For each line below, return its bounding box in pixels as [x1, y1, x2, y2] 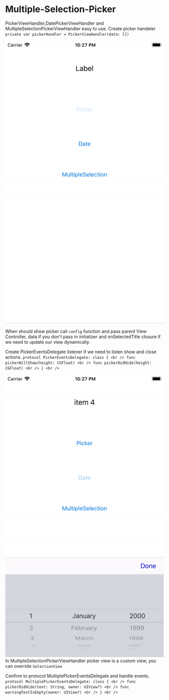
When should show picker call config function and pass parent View [5, 328, 147, 334]
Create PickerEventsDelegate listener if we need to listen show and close [5, 349, 157, 355]
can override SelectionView [5, 663, 62, 669]
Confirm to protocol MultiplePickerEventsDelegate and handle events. [5, 673, 150, 679]
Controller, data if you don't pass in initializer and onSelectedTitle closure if [5, 334, 161, 340]
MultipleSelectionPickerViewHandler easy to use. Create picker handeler [5, 25, 156, 31]
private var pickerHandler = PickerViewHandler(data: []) [5, 32, 129, 37]
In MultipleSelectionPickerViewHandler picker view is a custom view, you [5, 658, 156, 664]
